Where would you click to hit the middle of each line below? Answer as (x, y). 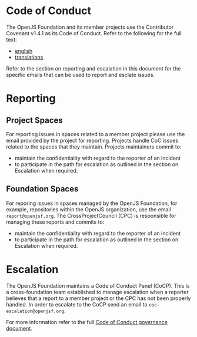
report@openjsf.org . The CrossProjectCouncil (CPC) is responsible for (91, 215)
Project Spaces (34, 120)
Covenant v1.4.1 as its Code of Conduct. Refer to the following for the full (94, 33)
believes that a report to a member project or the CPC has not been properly (98, 298)
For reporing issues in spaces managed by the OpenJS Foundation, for (92, 203)
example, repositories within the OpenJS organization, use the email (89, 209)
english (24, 50)
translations (29, 57)
